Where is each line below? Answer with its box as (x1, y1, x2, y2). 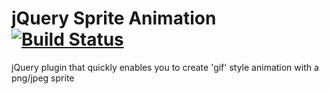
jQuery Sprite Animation (11, 7, 217, 30)
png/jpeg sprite (11, 72, 75, 84)
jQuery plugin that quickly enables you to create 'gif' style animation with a (11, 61, 319, 73)
